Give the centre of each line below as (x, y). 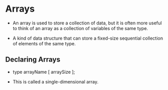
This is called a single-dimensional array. (55, 81)
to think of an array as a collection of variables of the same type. (80, 28)
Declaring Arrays (33, 60)
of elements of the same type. (44, 43)
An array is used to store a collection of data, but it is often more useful (87, 23)
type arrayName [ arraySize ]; (44, 72)
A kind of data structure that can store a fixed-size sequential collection (88, 38)
